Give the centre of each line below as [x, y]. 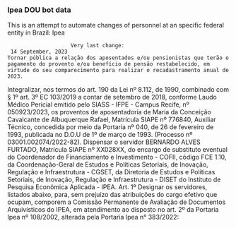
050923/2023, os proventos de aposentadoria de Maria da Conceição [110, 112]
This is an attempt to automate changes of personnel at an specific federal [116, 25]
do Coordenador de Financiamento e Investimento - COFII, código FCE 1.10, [117, 157]
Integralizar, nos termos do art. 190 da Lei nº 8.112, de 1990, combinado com [118, 90]
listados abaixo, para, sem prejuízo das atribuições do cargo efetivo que [112, 195]
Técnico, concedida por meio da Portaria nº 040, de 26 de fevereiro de [111, 127]
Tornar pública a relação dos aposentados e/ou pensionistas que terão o [118, 58]
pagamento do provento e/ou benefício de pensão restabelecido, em [109, 64]
